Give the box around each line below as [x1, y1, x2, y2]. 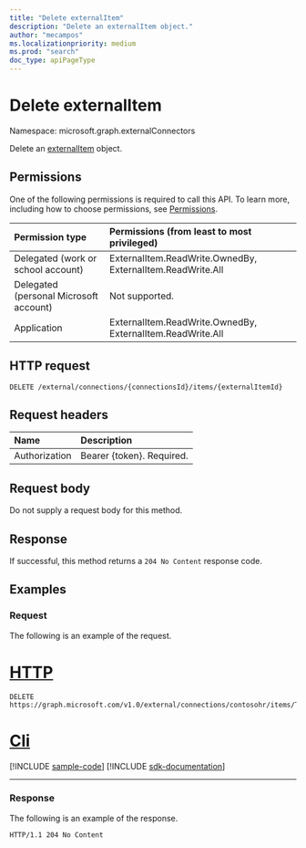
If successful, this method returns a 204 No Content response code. [9, 556, 262, 566]
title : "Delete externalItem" [9, 13, 125, 23]
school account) [14, 263, 84, 276]
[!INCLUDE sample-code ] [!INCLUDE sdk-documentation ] [9, 760, 226, 771]
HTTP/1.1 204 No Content [9, 830, 104, 840]
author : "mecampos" [9, 30, 84, 39]
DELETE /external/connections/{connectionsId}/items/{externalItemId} [9, 382, 283, 392]
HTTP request [9, 358, 91, 374]
